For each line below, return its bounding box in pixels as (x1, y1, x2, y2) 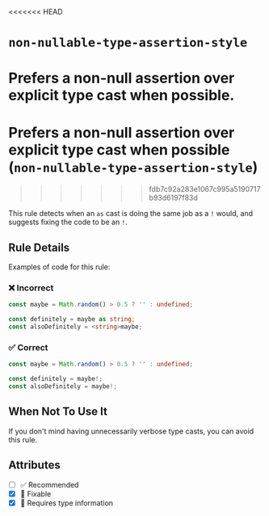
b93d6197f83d (149, 193, 198, 203)
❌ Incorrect (8, 282, 54, 294)
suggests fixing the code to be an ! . (8, 218, 128, 227)
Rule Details (8, 240, 70, 254)
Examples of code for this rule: (8, 262, 111, 272)
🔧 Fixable (19, 489, 52, 498)
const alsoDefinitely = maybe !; (8, 383, 117, 391)
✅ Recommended (19, 480, 79, 489)
